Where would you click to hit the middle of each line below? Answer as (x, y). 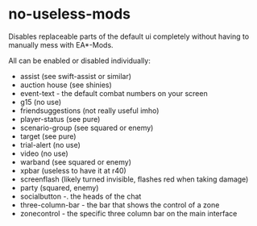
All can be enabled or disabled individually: (79, 61)
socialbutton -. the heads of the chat (81, 196)
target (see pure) (48, 136)
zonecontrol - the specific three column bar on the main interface (128, 213)
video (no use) (44, 153)
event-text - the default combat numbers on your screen (114, 93)
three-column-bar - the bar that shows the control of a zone (120, 205)
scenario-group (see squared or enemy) (87, 128)
